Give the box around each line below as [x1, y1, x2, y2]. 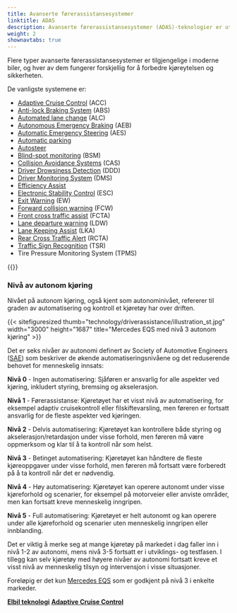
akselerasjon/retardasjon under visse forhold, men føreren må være [7, 432, 205, 441]
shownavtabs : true [7, 37, 61, 44]
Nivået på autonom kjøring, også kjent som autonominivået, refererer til [7, 297, 214, 305]
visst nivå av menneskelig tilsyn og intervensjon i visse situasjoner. [7, 563, 201, 571]
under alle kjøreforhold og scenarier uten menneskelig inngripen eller [7, 519, 208, 527]
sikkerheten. [7, 71, 44, 80]
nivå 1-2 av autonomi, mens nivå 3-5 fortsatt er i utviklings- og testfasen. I [7, 548, 222, 556]
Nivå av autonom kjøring [7, 280, 93, 290]
